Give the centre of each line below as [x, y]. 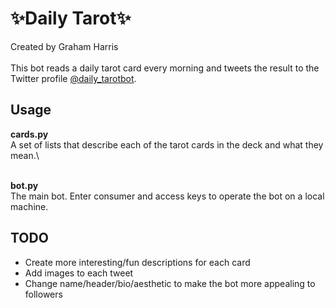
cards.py [29, 134]
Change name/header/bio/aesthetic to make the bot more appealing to [170, 283]
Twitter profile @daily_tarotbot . [73, 78]
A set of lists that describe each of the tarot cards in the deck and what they [167, 144]
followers [43, 294]
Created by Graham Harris [64, 46]
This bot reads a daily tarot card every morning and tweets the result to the [165, 68]
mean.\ [25, 155]
